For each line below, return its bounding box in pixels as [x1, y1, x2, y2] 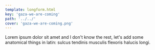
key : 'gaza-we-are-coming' [5, 12, 60, 17]
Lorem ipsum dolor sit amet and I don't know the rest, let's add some [5, 34, 144, 40]
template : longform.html [5, 7, 56, 12]
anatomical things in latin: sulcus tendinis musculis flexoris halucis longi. [5, 40, 151, 46]
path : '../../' [5, 16, 36, 21]
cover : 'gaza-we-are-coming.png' [5, 21, 73, 26]
